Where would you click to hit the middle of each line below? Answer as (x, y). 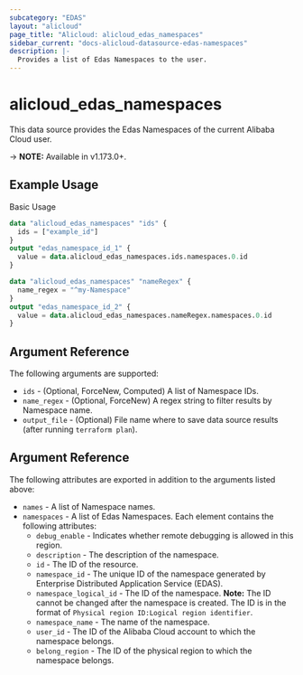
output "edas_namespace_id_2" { (70, 307)
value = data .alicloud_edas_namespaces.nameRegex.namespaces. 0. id (145, 315)
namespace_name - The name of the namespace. (123, 622)
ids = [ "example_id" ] (58, 231)
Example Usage (54, 185)
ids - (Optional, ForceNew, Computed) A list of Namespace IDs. (140, 391)
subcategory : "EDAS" (48, 18)
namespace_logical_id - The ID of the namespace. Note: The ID (153, 593)
